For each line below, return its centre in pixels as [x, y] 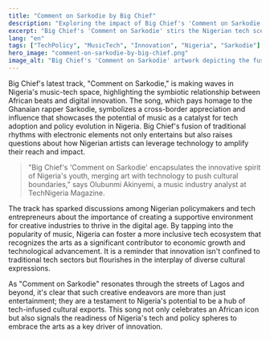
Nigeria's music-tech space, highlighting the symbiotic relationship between [135, 92]
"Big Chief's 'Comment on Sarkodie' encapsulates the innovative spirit [144, 167]
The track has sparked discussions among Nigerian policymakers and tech [132, 208]
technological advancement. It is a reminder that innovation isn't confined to [134, 251]
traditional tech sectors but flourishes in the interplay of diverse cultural [127, 259]
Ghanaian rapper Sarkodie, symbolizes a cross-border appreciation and [127, 108]
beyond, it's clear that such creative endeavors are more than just [117, 292]
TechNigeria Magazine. [67, 193]
